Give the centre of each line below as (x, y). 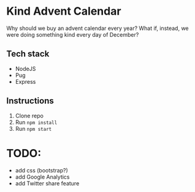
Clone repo (29, 116)
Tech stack (28, 54)
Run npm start (33, 128)
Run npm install (36, 122)
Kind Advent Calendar (64, 11)
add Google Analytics (42, 177)
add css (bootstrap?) (42, 170)
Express (25, 81)
